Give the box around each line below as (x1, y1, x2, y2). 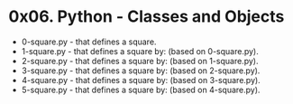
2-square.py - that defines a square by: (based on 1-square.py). (21, 55, 259, 66)
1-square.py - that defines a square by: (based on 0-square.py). (21, 45, 259, 56)
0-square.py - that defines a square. (21, 36, 157, 47)
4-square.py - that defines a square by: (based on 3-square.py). (21, 74, 261, 85)
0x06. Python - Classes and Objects (8, 6, 285, 27)
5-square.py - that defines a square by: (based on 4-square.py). (21, 84, 261, 95)
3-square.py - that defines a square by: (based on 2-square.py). (21, 65, 261, 76)
